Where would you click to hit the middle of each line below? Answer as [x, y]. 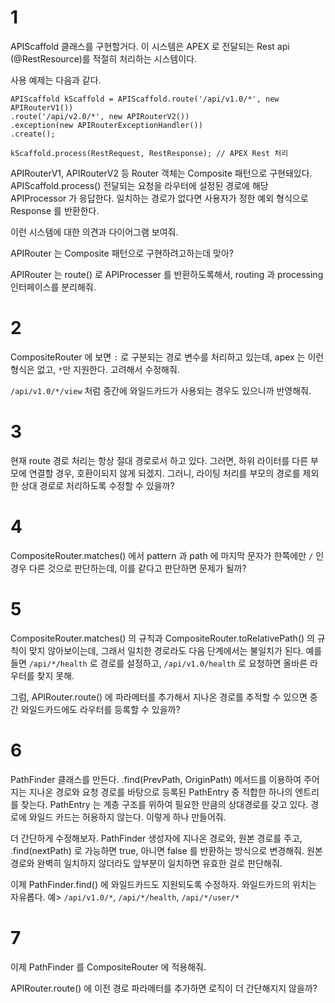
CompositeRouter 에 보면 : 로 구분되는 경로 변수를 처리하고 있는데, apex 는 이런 [167, 357]
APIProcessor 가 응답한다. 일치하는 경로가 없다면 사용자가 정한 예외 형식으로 [159, 198]
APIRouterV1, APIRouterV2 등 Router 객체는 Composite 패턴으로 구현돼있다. [161, 173]
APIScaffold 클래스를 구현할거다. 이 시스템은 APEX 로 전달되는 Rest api [150, 46]
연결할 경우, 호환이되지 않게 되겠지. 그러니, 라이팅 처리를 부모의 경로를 [164, 473]
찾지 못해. [55, 675]
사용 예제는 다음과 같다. [56, 80]
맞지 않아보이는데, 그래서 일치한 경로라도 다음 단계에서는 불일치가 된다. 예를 [175, 650]
